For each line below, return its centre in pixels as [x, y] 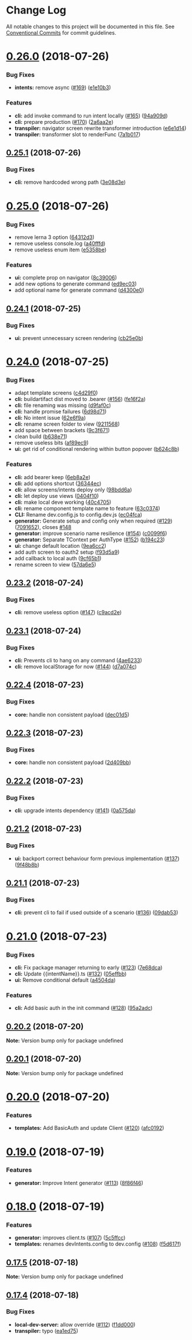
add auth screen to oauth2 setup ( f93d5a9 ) [67, 552]
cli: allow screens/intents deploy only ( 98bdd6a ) [73, 489]
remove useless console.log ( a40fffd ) [60, 243]
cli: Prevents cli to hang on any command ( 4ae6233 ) [78, 661]
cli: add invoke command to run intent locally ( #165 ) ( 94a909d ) [91, 116]
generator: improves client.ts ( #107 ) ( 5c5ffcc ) [70, 1238]
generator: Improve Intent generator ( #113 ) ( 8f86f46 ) [79, 1183]
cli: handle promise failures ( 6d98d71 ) [60, 412]
